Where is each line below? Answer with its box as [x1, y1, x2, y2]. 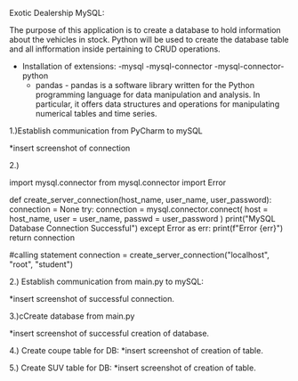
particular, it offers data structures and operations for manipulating [35, 99, 280, 109]
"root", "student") [9, 259, 74, 270]
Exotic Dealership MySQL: [9, 8, 105, 18]
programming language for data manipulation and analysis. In [35, 89, 261, 100]
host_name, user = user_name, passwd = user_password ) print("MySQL [9, 214, 276, 223]
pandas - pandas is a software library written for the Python [35, 80, 255, 90]
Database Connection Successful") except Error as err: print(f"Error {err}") [9, 223, 284, 233]
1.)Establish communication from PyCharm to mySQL [9, 126, 203, 136]
